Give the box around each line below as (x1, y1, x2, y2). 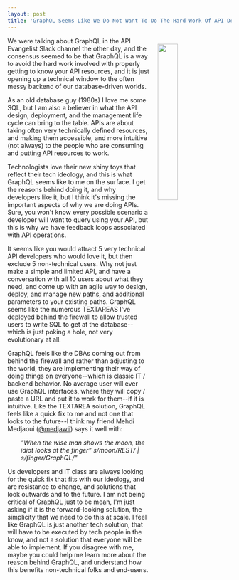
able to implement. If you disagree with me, (7, 542, 134, 552)
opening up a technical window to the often (7, 74, 134, 83)
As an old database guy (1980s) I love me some (7, 95, 147, 104)
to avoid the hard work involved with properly (7, 59, 141, 68)
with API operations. (7, 231, 67, 239)
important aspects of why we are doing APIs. (7, 200, 139, 209)
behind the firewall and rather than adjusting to (7, 357, 144, 365)
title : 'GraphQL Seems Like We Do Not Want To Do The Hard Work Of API (7, 17, 224, 24)
